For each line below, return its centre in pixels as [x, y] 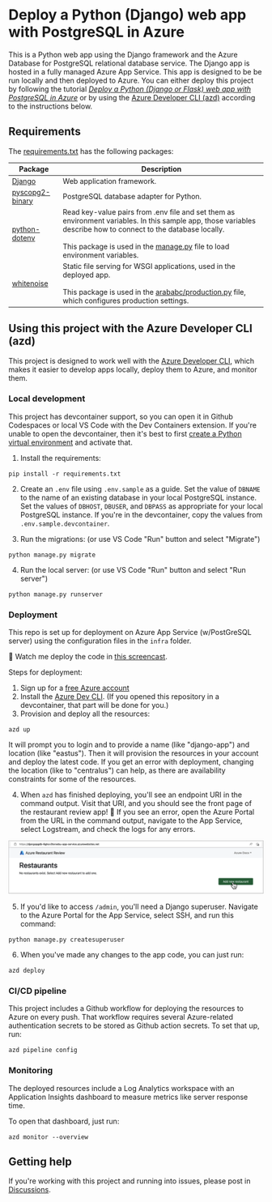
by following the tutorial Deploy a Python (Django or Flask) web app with [130, 89]
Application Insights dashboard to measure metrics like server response [128, 1097]
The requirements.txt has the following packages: [91, 151]
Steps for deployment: [45, 672]
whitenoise [30, 283]
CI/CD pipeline [38, 991]
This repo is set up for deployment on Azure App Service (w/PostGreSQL [130, 633]
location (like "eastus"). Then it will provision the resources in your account [134, 753]
